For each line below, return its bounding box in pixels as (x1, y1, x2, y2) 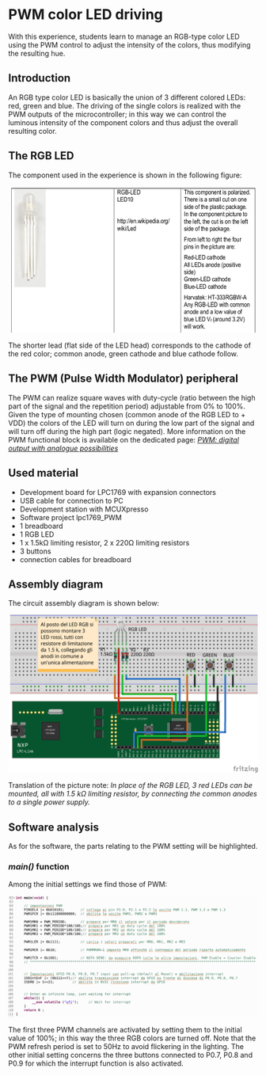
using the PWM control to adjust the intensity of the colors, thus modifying (8, 40, 251, 49)
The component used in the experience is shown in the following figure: (8, 170, 242, 180)
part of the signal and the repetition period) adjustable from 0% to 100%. (8, 401, 245, 411)
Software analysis (8, 820, 100, 834)
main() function (8, 861, 70, 873)
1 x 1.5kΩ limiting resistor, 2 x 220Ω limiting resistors (19, 538, 190, 547)
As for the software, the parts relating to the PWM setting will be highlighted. (8, 842, 258, 851)
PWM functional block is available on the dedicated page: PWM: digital (8, 435, 240, 444)
